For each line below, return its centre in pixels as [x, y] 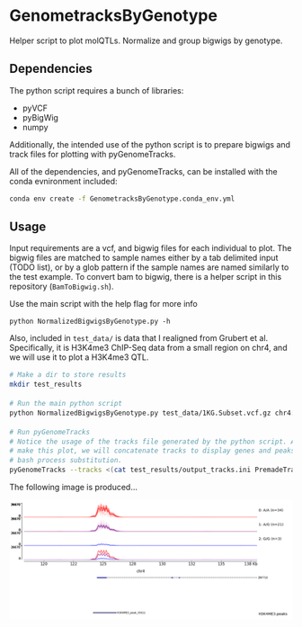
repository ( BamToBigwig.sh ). [62, 287]
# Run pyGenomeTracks [50, 432]
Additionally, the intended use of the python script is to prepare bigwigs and [150, 144]
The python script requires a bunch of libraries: [97, 90]
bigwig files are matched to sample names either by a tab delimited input [144, 258]
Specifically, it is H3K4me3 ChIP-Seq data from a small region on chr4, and [148, 348]
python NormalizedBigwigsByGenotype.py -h [90, 322]
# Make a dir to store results [68, 375]
